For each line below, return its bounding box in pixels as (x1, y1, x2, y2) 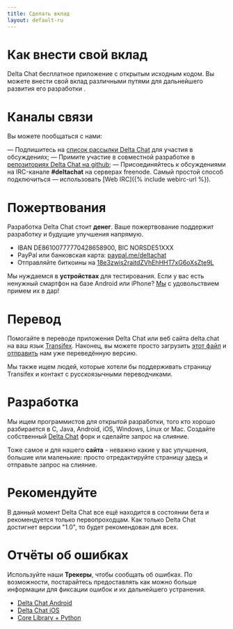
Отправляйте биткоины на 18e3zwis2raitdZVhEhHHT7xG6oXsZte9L (17, 259, 214, 267)
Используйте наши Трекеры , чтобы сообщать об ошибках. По (7, 570, 193, 579)
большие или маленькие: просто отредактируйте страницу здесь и (7, 453, 208, 462)
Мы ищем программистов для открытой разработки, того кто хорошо (7, 418, 216, 426)
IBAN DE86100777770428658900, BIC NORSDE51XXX (17, 243, 174, 252)
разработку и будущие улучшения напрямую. (7, 230, 144, 238)
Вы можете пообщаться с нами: (7, 132, 103, 140)
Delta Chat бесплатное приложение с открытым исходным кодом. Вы (7, 70, 214, 78)
